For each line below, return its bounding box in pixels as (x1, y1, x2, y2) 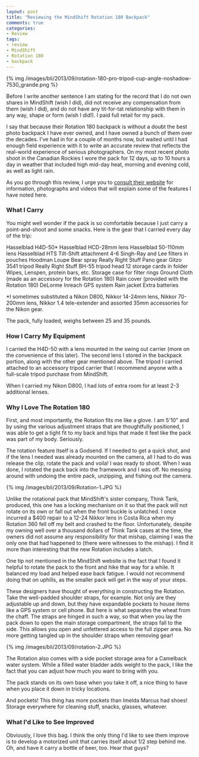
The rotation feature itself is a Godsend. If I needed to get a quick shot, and (6, 447, 190, 454)
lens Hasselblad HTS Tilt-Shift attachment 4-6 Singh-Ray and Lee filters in (6, 250, 188, 257)
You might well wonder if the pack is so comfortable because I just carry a (6, 219, 188, 226)
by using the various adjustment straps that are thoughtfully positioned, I (6, 423, 184, 430)
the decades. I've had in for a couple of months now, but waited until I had (6, 135, 188, 142)
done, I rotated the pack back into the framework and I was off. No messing (6, 466, 191, 473)
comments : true (6, 20, 44, 26)
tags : (6, 36, 20, 42)
